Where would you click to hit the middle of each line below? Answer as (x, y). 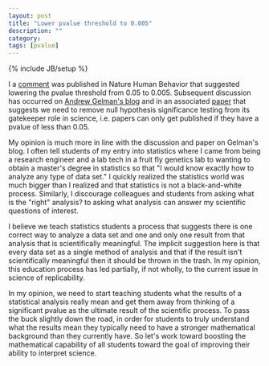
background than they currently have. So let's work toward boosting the (127, 336)
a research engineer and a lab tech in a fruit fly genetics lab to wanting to (129, 160)
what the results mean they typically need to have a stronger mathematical (132, 327)
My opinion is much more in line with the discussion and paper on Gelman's (133, 142)
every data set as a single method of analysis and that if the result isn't (125, 252)
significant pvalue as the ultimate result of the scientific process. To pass (129, 310)
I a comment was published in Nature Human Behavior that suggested (124, 84)
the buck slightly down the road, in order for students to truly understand (129, 319)
